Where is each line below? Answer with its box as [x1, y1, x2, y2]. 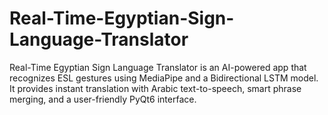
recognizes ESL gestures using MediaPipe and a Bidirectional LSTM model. [9, 72, 319, 84]
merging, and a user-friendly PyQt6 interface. [9, 93, 197, 105]
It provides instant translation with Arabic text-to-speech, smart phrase [9, 82, 302, 94]
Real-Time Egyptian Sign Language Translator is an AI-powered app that [9, 61, 307, 73]
